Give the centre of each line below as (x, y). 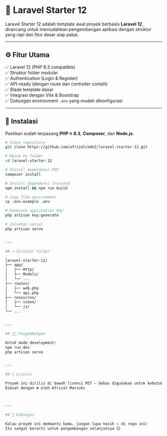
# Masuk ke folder (24, 156)
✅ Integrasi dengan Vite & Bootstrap (42, 95)
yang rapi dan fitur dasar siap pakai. (42, 34)
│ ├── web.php (22, 288)
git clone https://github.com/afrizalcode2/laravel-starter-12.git (77, 147)
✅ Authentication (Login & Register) (42, 78)
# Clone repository (25, 142)
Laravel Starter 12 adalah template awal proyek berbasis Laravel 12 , (74, 24)
